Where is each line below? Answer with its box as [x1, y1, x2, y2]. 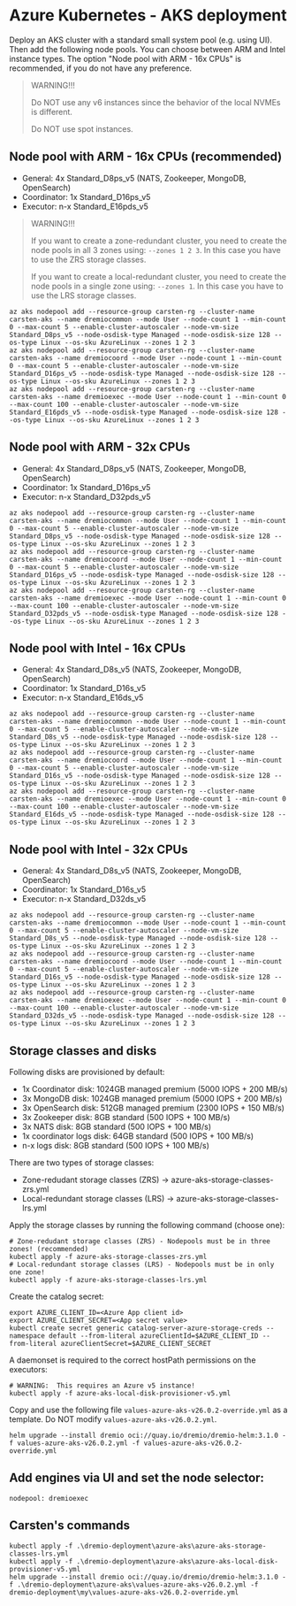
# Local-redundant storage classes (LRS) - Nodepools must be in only [9, 1260, 275, 1269]
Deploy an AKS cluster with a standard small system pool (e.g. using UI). [9, 35, 272, 45]
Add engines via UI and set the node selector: [9, 1471, 265, 1486]
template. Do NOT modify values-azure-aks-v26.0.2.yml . [9, 1414, 217, 1425]
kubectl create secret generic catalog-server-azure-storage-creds [9, 1324, 263, 1333]
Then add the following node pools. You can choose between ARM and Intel [9, 43, 285, 54]
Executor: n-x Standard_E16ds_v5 [21, 692, 144, 703]
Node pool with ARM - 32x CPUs [9, 440, 191, 455]
